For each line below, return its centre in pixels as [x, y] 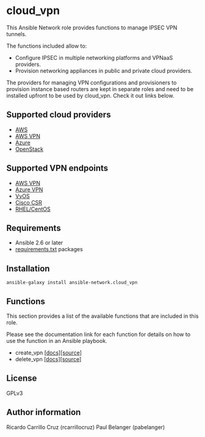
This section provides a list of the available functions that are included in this [103, 316]
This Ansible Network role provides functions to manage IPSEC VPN [92, 28]
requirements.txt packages [49, 249]
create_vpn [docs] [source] [49, 353]
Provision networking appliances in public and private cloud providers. [104, 70]
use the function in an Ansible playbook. [57, 341]
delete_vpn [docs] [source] [48, 359]
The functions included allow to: [47, 46]
